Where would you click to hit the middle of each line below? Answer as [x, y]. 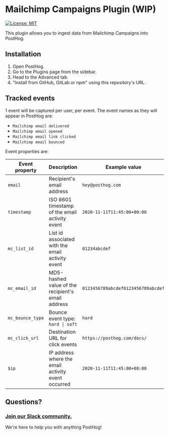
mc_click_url [23, 338]
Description [63, 167]
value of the [63, 285]
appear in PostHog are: [29, 116]
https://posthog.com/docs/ [114, 338]
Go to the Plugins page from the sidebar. [55, 72]
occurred [60, 384]
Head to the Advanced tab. [40, 77]
